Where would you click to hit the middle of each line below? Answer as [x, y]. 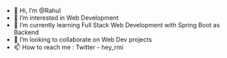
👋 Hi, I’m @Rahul [37, 11]
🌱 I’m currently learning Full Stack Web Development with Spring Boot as [117, 25]
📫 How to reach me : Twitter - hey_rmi [68, 47]
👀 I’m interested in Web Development [66, 18]
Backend [26, 32]
